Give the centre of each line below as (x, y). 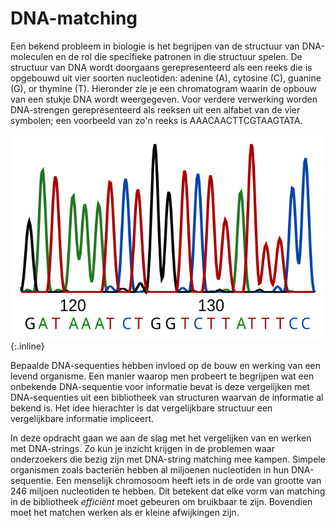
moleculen (32, 56)
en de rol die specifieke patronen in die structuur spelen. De (179, 56)
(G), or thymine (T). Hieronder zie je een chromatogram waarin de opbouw (163, 88)
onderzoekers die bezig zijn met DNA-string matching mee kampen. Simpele (168, 459)
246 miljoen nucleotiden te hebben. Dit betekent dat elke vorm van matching (168, 491)
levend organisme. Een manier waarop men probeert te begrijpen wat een (162, 376)
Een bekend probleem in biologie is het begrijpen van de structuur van (155, 46)
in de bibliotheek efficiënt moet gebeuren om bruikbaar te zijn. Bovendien (161, 502)
